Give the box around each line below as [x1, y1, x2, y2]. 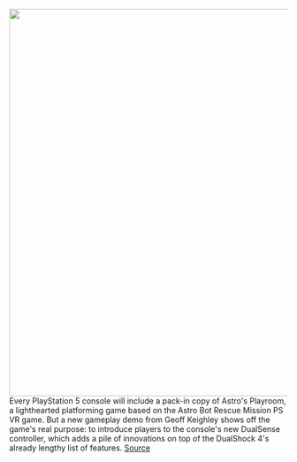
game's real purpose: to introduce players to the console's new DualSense [9, 424, 281, 434]
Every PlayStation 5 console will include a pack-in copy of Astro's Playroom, [9, 396, 286, 406]
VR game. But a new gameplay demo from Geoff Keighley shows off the [9, 414, 271, 425]
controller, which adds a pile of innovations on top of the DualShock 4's [9, 434, 270, 443]
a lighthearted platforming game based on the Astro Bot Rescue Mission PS [9, 405, 284, 415]
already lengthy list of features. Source [9, 443, 151, 453]
